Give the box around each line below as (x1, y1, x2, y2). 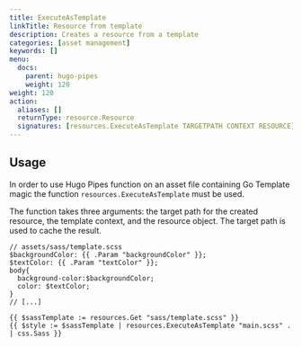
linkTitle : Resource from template (9, 22, 143, 31)
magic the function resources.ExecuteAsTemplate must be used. (9, 188, 245, 199)
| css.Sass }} (9, 329, 63, 338)
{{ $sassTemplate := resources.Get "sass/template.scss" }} (9, 313, 240, 322)
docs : (17, 64, 39, 73)
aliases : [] (17, 105, 63, 114)
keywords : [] (9, 47, 58, 56)
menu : (9, 55, 30, 64)
